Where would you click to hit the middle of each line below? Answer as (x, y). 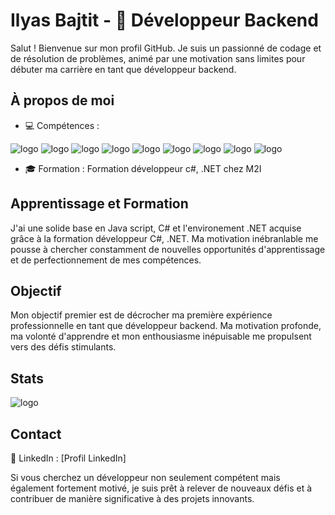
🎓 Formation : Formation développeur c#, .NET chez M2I (143, 168)
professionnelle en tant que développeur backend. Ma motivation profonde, (166, 326)
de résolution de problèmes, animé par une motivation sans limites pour (158, 58)
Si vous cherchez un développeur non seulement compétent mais (145, 477)
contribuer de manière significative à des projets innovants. (132, 498)
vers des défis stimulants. (63, 347)
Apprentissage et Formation (99, 204)
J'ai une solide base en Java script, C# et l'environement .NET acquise (156, 228)
